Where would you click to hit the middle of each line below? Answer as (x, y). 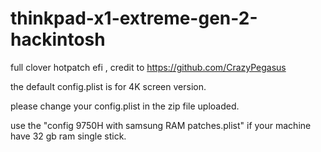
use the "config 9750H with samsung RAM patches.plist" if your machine (161, 125)
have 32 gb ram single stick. (68, 136)
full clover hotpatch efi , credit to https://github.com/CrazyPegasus (148, 67)
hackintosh (58, 39)
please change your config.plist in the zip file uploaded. (125, 106)
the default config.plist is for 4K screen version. (108, 86)
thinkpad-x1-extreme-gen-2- (134, 18)
